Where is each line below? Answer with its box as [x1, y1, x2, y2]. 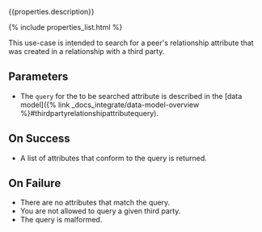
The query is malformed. [19, 215, 103, 225]
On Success [8, 132, 70, 146]
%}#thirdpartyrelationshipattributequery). [19, 108, 159, 118]
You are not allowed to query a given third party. [19, 206, 181, 216]
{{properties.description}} [8, 7, 95, 16]
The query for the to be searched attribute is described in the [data [19, 91, 243, 101]
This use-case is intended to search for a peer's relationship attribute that [8, 38, 254, 48]
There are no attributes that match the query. [19, 197, 171, 208]
